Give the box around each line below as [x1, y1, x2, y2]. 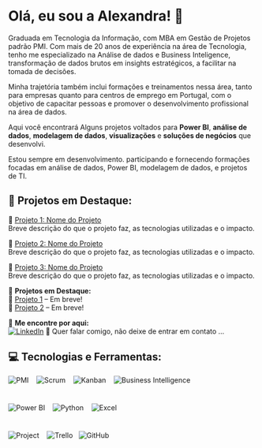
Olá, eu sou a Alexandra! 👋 [8, 7, 184, 25]
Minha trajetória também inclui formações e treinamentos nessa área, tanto [8, 82, 253, 91]
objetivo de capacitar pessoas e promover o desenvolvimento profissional [8, 99, 249, 108]
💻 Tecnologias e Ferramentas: [8, 350, 162, 364]
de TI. [8, 171, 28, 181]
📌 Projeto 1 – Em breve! [8, 294, 83, 304]
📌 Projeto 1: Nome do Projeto [8, 215, 102, 224]
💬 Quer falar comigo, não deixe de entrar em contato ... [45, 327, 225, 336]
